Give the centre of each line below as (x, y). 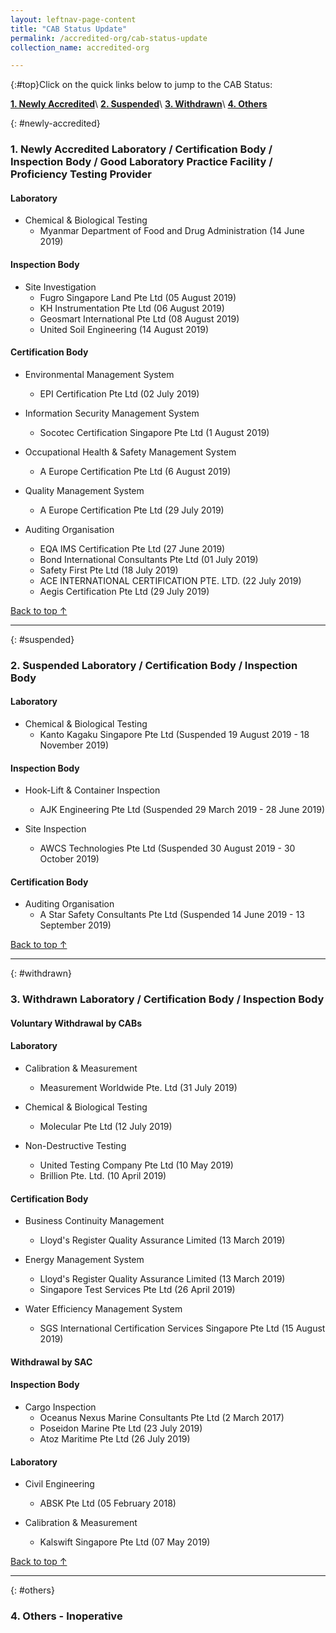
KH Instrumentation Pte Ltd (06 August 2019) (132, 308)
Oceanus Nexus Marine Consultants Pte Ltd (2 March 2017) (162, 1418)
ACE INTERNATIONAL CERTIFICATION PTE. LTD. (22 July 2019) (170, 580)
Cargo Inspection (60, 1407)
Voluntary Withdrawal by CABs (76, 1023)
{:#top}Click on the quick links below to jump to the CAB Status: (141, 85)
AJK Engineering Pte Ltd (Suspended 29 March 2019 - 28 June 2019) (182, 810)
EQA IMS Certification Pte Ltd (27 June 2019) (132, 548)
